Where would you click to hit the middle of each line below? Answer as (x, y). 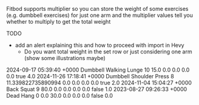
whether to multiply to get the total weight (59, 22)
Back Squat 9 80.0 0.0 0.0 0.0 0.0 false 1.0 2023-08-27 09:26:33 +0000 (97, 89)
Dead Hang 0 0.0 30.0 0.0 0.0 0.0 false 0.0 (60, 96)
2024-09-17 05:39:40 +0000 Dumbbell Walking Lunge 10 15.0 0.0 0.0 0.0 (98, 70)
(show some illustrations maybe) (65, 58)
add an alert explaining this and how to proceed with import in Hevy (99, 45)
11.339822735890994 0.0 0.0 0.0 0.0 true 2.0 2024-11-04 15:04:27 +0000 (99, 83)
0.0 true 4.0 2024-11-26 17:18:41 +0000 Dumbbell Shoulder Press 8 (90, 76)
